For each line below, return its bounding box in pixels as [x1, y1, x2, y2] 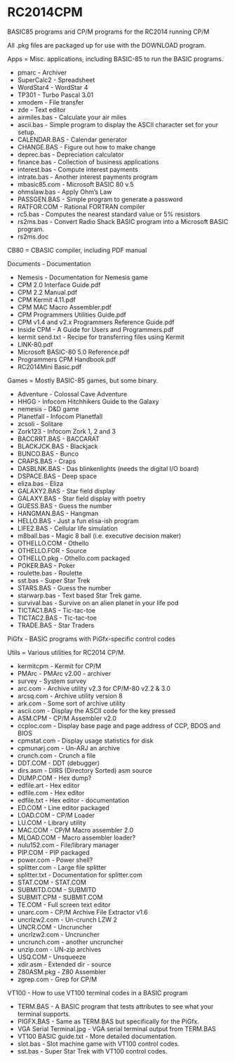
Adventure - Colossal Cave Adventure [17, 390, 128, 398]
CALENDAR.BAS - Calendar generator [17, 135, 128, 144]
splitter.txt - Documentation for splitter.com [17, 870, 142, 879]
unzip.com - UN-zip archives [17, 945, 102, 953]
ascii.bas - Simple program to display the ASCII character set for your [17, 120, 219, 128]
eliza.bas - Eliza [17, 479, 64, 488]
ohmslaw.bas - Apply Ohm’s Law [17, 187, 112, 196]
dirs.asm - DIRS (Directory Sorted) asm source [17, 766, 152, 774]
